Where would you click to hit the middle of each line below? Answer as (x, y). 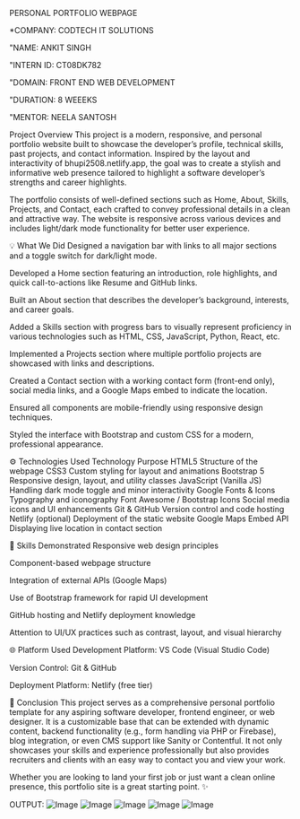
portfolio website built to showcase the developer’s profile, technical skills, (146, 144)
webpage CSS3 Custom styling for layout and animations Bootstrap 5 (137, 471)
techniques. (31, 417)
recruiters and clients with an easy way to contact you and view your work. (148, 760)
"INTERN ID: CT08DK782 (56, 65)
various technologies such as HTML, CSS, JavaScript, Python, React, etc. (145, 336)
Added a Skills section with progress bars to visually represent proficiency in (151, 327)
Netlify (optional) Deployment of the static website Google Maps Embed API (149, 518)
